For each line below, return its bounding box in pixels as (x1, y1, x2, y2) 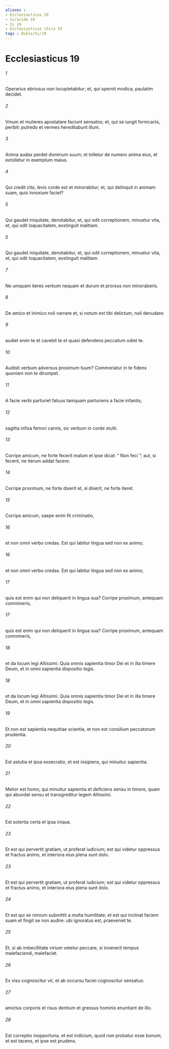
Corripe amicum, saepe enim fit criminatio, (5, 513, 94, 519)
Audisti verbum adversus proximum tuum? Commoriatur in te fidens (5, 365, 147, 371)
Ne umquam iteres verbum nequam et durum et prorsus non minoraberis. (5, 283, 158, 289)
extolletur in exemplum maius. (5, 157, 68, 163)
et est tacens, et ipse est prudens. (5, 1038, 77, 1044)
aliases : (5, 7, 26, 13)
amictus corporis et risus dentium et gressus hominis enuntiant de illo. (5, 1005, 152, 1011)
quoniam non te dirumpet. (5, 370, 59, 376)
